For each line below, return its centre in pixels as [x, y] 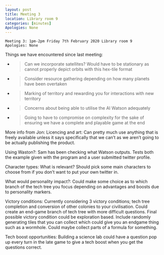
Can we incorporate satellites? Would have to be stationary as [87, 64]
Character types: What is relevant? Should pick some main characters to [78, 167]
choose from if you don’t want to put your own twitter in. [62, 172]
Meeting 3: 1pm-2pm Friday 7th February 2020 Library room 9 [69, 41]
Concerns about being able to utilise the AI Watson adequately [87, 108]
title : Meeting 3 [23, 14]
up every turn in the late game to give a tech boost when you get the [74, 242]
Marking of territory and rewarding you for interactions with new [89, 93]
